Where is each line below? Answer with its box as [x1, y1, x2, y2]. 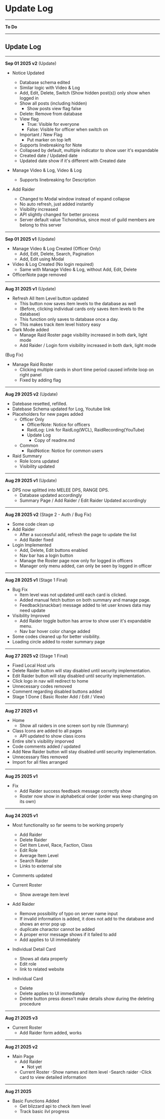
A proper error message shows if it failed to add [19, 931, 117, 937]
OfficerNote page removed [12, 271, 67, 278]
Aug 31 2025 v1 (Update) [5, 286, 56, 291]
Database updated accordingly [19, 492, 82, 498]
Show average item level [19, 891, 70, 897]
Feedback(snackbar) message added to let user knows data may [19, 602, 151, 608]
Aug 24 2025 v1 [5, 812, 38, 818]
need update [19, 607, 46, 613]
